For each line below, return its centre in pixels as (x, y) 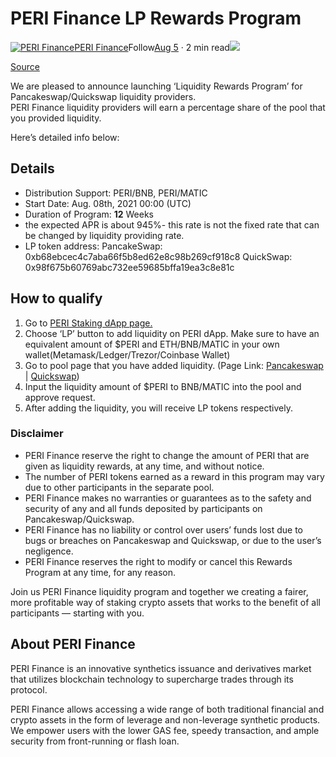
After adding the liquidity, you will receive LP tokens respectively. (158, 408)
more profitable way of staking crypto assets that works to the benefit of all (165, 602)
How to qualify (56, 298)
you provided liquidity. (56, 118)
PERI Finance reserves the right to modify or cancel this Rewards (158, 561)
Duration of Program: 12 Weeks (89, 214)
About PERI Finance (73, 644)
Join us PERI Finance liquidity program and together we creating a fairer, (159, 591)
